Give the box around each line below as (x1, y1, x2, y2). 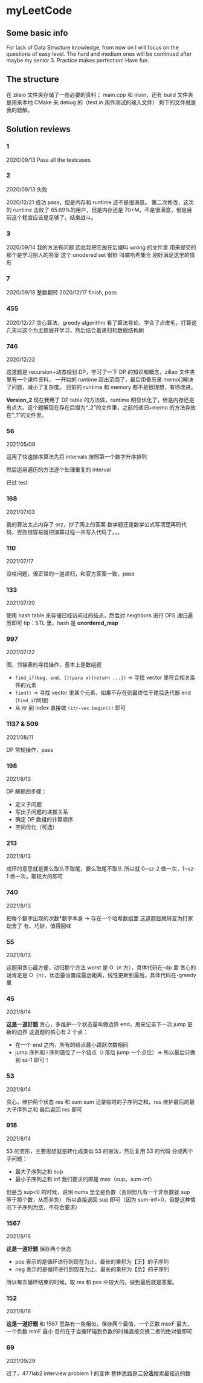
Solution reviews (6, 124, 71, 134)
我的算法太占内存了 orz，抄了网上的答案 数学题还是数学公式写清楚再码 (6, 520, 182, 528)
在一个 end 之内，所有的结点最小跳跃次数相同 (14, 1041, 129, 1049)
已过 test (6, 479, 28, 486)
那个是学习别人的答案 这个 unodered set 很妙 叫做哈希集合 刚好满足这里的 (6, 251, 190, 259)
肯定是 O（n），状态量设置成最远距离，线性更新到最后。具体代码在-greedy (11, 971, 196, 978)
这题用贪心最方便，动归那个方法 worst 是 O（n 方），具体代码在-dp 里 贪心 (6, 964, 192, 971)
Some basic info (6, 28, 68, 38)
